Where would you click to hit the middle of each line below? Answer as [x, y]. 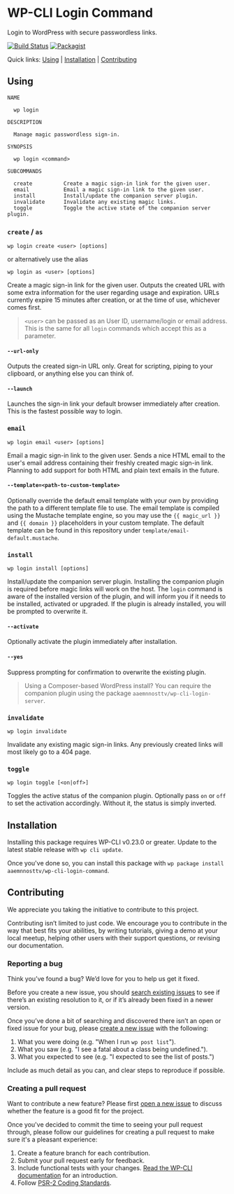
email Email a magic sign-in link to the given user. [109, 190]
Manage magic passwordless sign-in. [67, 135]
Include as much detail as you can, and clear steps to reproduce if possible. [116, 1071]
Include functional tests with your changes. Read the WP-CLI [105, 1168]
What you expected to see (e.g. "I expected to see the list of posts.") [116, 1057]
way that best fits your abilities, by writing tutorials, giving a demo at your [113, 931]
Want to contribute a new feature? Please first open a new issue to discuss [115, 1104]
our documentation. [36, 945]
